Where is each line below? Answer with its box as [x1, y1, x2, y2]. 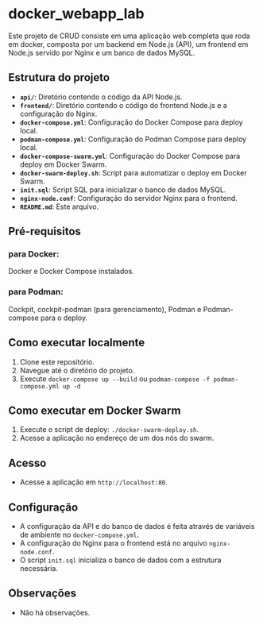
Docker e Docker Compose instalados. [8, 267, 135, 276]
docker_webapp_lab [8, 5, 145, 23]
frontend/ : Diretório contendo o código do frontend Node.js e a [19, 100, 228, 110]
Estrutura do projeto [8, 71, 110, 84]
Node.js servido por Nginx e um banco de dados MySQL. [8, 48, 195, 57]
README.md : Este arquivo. [19, 202, 99, 211]
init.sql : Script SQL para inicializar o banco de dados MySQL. [19, 184, 226, 195]
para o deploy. [41, 313, 88, 322]
